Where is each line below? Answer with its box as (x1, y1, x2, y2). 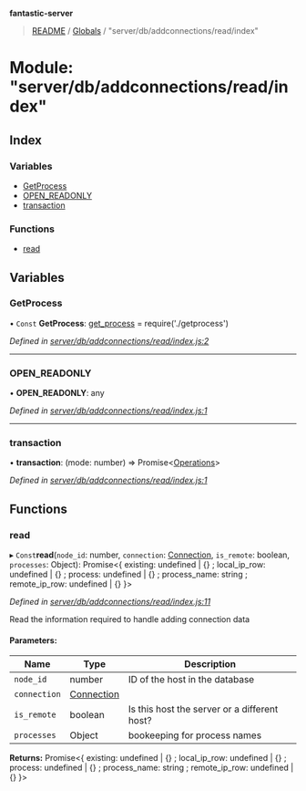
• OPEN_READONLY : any (9, 388, 105, 399)
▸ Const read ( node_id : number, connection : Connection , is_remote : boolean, (9, 549, 290, 560)
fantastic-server (9, 8, 74, 18)
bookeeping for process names (127, 729, 262, 742)
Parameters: (9, 634, 57, 646)
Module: (9, 57, 74, 78)
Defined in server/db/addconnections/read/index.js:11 (9, 597, 211, 608)
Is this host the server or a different (127, 703, 279, 715)
